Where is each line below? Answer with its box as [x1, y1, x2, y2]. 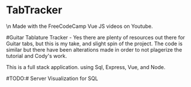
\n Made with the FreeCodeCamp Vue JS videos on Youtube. [6, 23, 154, 30]
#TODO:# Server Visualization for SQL [6, 75, 98, 82]
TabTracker [6, 3, 63, 17]
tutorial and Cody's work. [6, 52, 67, 59]
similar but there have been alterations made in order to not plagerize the [6, 46, 183, 53]
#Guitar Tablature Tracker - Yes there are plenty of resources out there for [6, 34, 186, 41]
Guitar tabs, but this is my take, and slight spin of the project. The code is [6, 40, 183, 47]
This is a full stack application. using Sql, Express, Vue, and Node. [6, 63, 166, 70]
